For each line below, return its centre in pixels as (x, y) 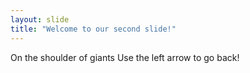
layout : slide (40, 19)
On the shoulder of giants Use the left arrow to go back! (125, 57)
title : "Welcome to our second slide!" (93, 29)
